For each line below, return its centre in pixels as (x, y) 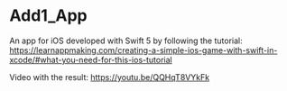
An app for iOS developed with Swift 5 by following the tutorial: (126, 41)
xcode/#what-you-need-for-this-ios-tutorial (91, 59)
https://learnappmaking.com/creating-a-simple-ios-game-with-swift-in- (143, 50)
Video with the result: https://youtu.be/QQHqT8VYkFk (110, 77)
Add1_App (48, 16)
